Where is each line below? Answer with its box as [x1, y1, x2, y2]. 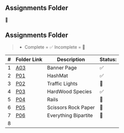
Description [57, 56, 85, 63]
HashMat [47, 72, 68, 79]
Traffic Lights [47, 80, 78, 87]
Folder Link [15, 56, 43, 63]
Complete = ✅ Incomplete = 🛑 [24, 44, 85, 50]
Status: [99, 56, 117, 63]
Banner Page [47, 64, 77, 71]
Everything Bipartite [47, 112, 93, 119]
